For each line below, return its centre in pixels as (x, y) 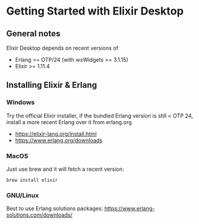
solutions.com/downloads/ (39, 215)
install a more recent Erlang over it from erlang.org (69, 122)
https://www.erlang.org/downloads (59, 140)
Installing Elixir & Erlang (52, 85)
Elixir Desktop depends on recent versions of (62, 48)
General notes (33, 34)
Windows (21, 102)
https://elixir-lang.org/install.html (56, 134)
